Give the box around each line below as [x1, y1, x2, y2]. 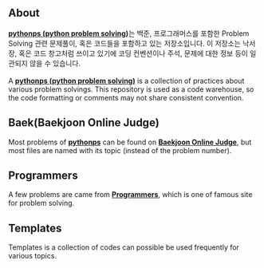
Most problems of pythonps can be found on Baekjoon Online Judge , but [8, 137, 252, 147]
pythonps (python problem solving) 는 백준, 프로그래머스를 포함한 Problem [8, 28, 250, 38]
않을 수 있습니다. [29, 58, 81, 68]
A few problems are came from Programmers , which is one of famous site [8, 190, 253, 199]
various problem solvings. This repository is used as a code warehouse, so [8, 84, 254, 94]
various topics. [8, 251, 57, 261]
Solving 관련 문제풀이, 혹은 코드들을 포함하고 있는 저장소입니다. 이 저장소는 [8, 38, 241, 48]
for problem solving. [8, 199, 75, 208]
